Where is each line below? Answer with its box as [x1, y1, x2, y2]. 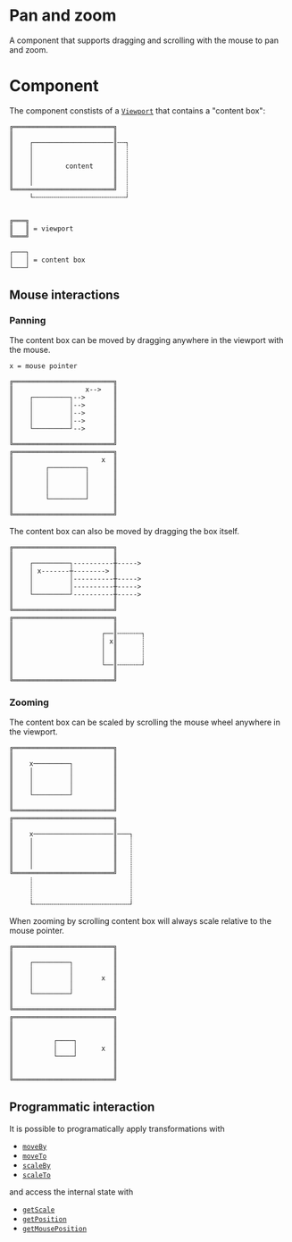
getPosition [21, 1214, 67, 1224]
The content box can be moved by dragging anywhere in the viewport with [9, 334, 284, 345]
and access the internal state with [9, 1186, 134, 1197]
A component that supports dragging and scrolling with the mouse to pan [9, 35, 279, 46]
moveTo [21, 1152, 47, 1161]
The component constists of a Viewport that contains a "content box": [9, 105, 266, 116]
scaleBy [21, 1161, 51, 1171]
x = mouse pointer [9, 361, 78, 371]
